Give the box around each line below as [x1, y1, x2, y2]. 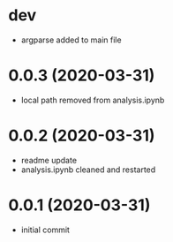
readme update [20, 155, 77, 165]
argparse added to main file [20, 34, 122, 45]
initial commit [20, 224, 70, 235]
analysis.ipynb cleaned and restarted [20, 164, 156, 175]
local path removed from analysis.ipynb [20, 95, 165, 105]
